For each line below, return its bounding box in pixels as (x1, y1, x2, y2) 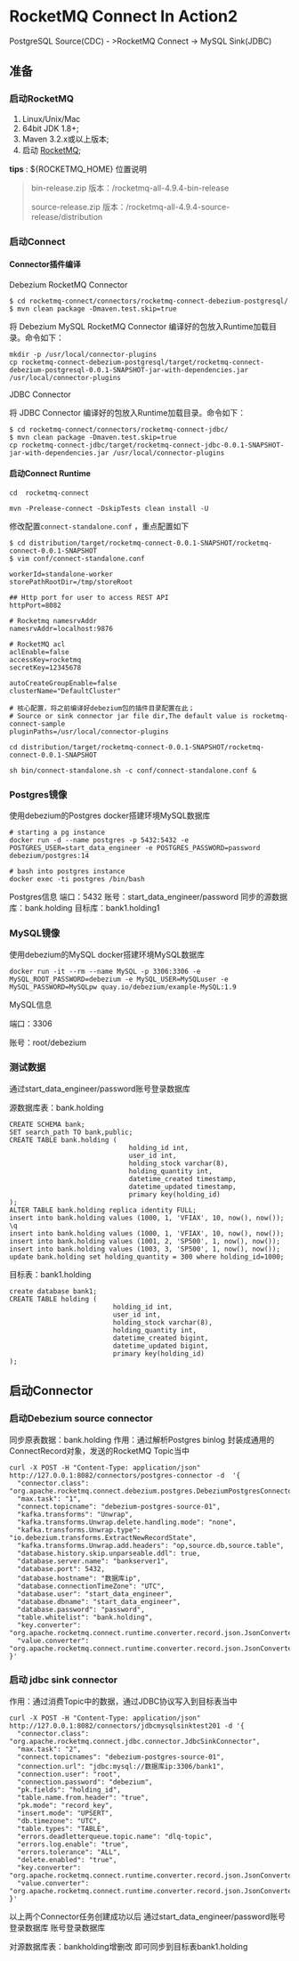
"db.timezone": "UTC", (17, 1816, 101, 1826)
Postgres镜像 (9, 788, 68, 800)
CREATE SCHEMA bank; (9, 1120, 86, 1129)
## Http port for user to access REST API (9, 593, 169, 602)
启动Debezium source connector (9, 1413, 153, 1425)
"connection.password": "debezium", (17, 1778, 153, 1787)
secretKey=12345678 (9, 663, 82, 672)
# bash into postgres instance (9, 867, 125, 876)
